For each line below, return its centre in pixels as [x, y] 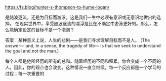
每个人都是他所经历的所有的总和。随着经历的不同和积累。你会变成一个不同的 [83, 61]
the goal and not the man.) [32, 51]
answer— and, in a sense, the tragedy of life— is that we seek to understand [83, 46]
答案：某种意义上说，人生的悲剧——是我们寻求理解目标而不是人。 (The [78, 40]
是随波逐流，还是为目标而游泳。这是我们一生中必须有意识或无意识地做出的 [81, 17]
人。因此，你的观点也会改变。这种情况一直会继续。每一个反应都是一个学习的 [83, 67]
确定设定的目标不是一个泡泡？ [44, 30]
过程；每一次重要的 [25, 73]
